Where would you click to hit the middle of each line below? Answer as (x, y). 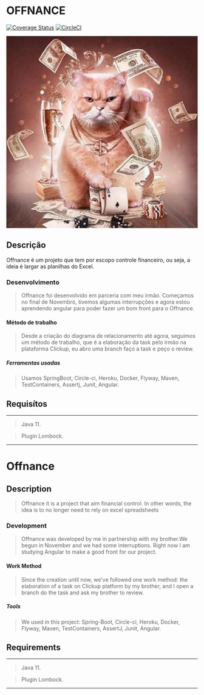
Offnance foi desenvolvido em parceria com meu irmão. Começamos (107, 296)
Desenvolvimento (33, 282)
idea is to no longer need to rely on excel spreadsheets (90, 510)
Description (29, 489)
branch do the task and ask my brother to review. (83, 593)
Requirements (33, 647)
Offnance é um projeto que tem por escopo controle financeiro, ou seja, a (98, 260)
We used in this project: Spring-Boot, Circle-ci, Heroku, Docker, (100, 622)
